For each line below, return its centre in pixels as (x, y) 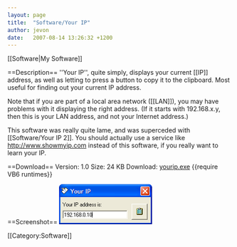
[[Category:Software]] (40, 236)
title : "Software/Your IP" (49, 22)
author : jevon (28, 30)
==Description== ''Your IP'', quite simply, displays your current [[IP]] (108, 73)
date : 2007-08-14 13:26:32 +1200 (60, 38)
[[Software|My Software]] (45, 59)
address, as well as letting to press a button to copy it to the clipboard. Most (118, 80)
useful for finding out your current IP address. (74, 88)
